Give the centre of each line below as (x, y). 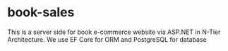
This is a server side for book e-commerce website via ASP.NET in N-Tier (114, 32)
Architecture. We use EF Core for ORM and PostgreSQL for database (107, 39)
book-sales (41, 12)
